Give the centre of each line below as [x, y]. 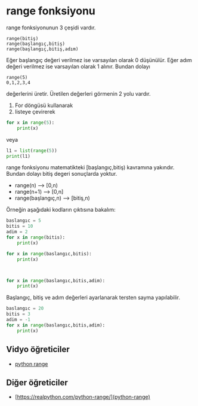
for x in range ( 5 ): [30, 123]
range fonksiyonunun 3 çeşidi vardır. [51, 28]
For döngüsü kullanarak [44, 105]
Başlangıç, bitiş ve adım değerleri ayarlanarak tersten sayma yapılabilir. [93, 298]
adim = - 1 [18, 320]
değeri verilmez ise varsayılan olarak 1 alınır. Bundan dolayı [78, 66]
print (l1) [18, 156]
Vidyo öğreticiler [38, 349]
